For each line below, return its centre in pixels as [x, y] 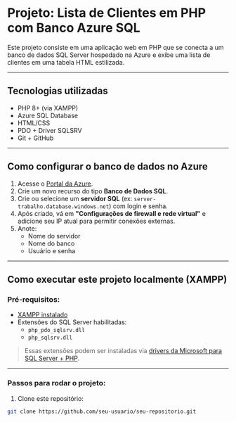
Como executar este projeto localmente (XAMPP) [117, 279]
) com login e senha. [138, 206]
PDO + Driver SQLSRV [50, 130]
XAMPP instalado [42, 315]
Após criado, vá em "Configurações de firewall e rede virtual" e [111, 213]
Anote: [27, 228]
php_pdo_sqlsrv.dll [57, 331]
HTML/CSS [34, 123]
